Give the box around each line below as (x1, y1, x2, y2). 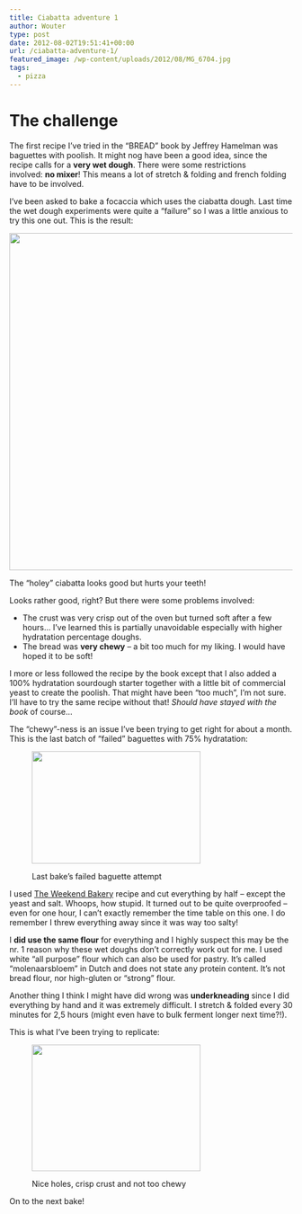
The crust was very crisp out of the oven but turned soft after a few (22, 612, 272, 623)
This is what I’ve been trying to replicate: (9, 1026, 160, 1037)
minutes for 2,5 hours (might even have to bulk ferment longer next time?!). (9, 1009, 288, 1020)
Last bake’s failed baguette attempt (31, 870, 162, 881)
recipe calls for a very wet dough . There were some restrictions (9, 159, 247, 170)
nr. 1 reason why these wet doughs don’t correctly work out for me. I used (9, 943, 283, 954)
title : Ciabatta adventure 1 (9, 13, 119, 22)
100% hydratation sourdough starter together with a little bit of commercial (9, 677, 286, 688)
